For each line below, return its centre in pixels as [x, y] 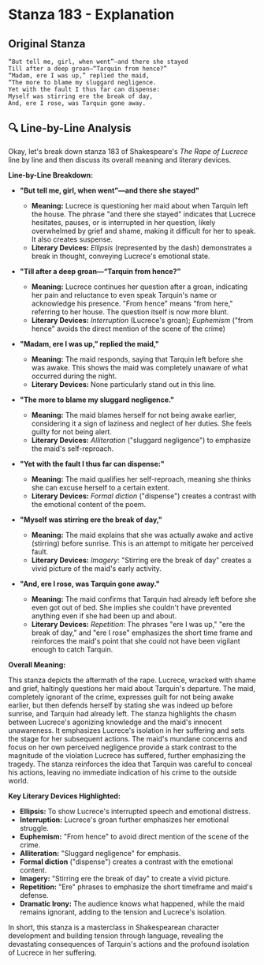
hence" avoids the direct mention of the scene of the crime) [128, 329]
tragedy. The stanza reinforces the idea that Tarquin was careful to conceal [130, 764]
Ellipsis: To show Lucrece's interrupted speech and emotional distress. [135, 811]
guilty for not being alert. [72, 431]
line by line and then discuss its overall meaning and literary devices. [120, 160]
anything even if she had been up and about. [104, 616]
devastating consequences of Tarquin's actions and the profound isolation [129, 944]
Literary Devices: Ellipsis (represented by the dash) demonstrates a [141, 247]
